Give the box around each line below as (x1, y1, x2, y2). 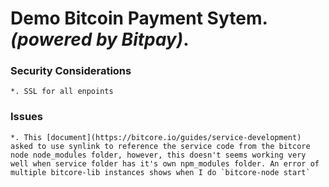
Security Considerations (10, 64, 132, 78)
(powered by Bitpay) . (10, 28, 190, 51)
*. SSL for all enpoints (10, 87, 114, 97)
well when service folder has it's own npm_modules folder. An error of (10, 158, 320, 169)
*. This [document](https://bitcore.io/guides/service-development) (10, 132, 302, 142)
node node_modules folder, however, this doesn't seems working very (10, 150, 307, 160)
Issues (10, 110, 44, 124)
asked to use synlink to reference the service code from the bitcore (10, 141, 311, 151)
